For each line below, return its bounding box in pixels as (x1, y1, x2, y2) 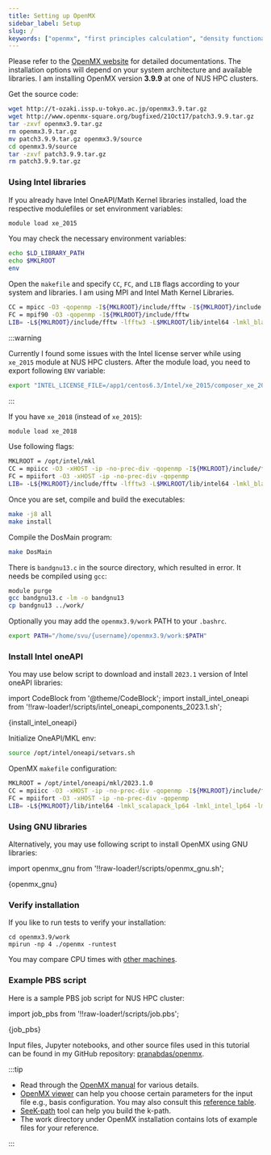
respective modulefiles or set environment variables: (8, 204, 183, 213)
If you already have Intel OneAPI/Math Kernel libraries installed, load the (8, 195, 248, 204)
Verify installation (8, 899, 80, 910)
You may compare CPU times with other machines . (8, 955, 177, 964)
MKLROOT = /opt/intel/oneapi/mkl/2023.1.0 (8, 779, 153, 787)
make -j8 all (8, 510, 52, 518)
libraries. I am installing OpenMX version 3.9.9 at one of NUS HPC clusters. (8, 73, 259, 83)
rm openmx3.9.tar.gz (8, 127, 78, 136)
